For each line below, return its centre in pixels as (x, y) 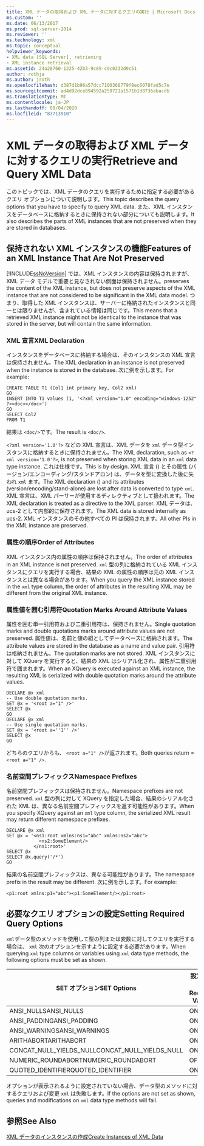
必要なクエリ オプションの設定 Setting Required (96, 914)
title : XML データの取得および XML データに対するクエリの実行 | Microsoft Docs (101, 12)
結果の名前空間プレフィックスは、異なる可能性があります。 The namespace (100, 874)
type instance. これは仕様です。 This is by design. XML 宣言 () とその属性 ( (99, 467)
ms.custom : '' (24, 18)
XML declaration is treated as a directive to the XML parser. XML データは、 (101, 503)
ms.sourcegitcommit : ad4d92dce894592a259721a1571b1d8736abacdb (88, 91)
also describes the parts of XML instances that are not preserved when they (101, 221)
